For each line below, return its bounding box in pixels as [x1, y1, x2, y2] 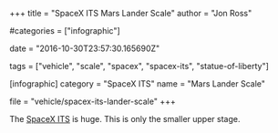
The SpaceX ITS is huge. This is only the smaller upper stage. [9, 114, 241, 124]
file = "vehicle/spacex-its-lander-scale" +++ [9, 96, 176, 107]
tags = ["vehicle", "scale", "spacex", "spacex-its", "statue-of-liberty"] [9, 61, 269, 71]
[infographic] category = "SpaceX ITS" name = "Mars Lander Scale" [9, 78, 266, 89]
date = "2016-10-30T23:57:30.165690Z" [9, 43, 160, 54]
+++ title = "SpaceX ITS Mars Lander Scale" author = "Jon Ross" [9, 8, 252, 18]
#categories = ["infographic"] [9, 26, 120, 36]
